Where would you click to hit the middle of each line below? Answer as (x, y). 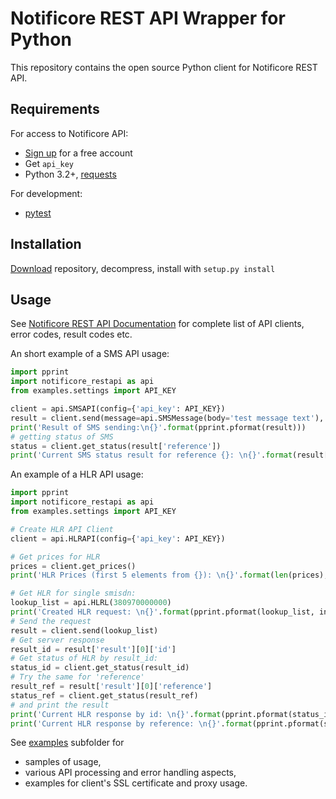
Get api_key (49, 163)
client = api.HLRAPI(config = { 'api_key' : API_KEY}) (118, 538)
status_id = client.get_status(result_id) (100, 668)
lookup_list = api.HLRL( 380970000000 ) (91, 603)
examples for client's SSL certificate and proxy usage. (136, 783)
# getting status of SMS (62, 437)
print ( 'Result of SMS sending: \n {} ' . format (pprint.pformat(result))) (158, 427)
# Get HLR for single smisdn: (73, 593)
